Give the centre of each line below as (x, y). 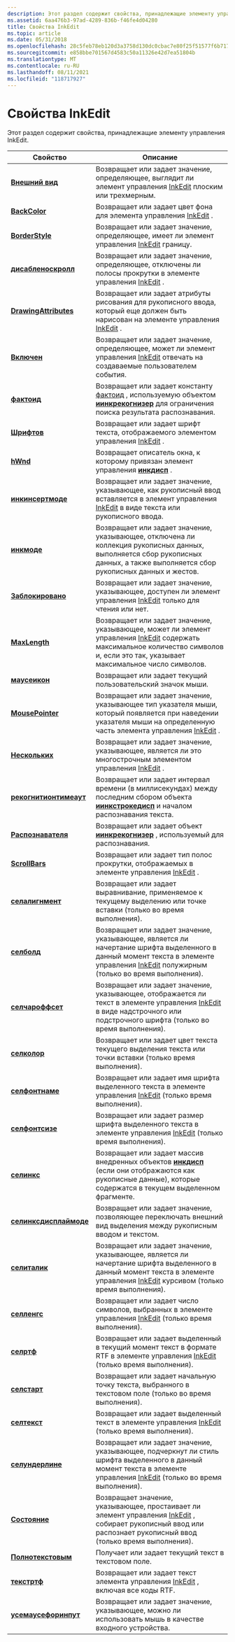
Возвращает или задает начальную (156, 1376)
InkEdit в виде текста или (138, 508)
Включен (27, 358)
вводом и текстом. (127, 1234)
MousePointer (35, 713)
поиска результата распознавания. (155, 412)
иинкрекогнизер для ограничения (155, 404)
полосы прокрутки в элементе (148, 274)
